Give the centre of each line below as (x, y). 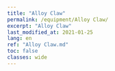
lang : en (20, 39)
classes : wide (27, 57)
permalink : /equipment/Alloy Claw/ (58, 20)
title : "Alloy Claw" (37, 13)
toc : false (23, 51)
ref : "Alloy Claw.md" (38, 45)
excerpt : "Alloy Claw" (39, 26)
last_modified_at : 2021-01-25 (50, 32)
